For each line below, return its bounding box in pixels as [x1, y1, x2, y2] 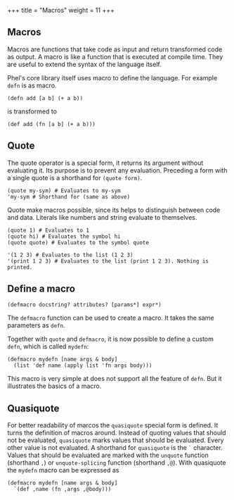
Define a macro [7, 283, 76, 295]
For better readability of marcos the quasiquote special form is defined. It [7, 421, 219, 430]
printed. [7, 263, 33, 270]
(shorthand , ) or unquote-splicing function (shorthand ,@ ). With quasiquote [7, 458, 226, 467]
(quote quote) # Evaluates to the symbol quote [7, 239, 150, 246]
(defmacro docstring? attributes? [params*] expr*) [7, 301, 162, 308]
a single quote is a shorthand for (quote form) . [7, 173, 143, 182]
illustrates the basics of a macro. [7, 382, 102, 390]
